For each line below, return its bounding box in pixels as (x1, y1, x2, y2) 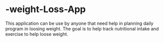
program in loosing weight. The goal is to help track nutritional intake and (5, 25, 159, 31)
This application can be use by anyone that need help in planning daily (5, 20, 154, 26)
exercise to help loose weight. (5, 31, 68, 37)
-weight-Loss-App (5, 4, 86, 15)
